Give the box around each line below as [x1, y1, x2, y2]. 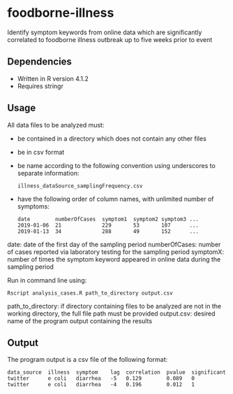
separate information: [17, 169, 80, 177]
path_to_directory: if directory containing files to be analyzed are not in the [7, 302, 222, 310]
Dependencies [7, 56, 72, 68]
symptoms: [17, 202, 50, 211]
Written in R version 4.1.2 [17, 74, 89, 83]
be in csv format [17, 148, 65, 156]
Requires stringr [17, 82, 64, 90]
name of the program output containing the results [7, 316, 152, 325]
